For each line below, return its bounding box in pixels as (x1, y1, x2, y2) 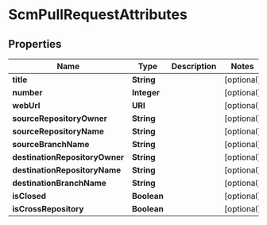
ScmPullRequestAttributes (8, 6, 188, 24)
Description (171, 61, 217, 72)
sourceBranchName (12, 139, 90, 149)
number (12, 87, 43, 98)
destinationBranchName (12, 177, 107, 188)
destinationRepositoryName (12, 165, 122, 176)
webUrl (12, 100, 41, 111)
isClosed (12, 191, 46, 201)
